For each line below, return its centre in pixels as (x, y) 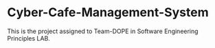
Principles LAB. (29, 38)
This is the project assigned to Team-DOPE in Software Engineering (103, 31)
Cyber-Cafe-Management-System (108, 13)
